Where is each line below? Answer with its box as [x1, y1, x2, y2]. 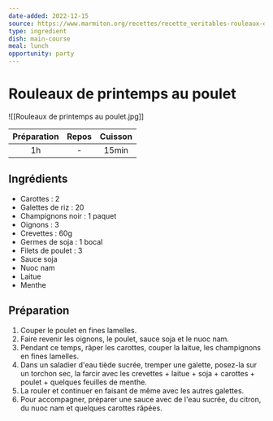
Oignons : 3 [19, 219, 59, 229]
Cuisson [99, 131, 132, 142]
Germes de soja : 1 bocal [19, 237, 103, 246]
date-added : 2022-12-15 [8, 11, 89, 20]
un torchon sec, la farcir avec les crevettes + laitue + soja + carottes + [19, 368, 256, 378]
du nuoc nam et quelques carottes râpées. [19, 403, 162, 413]
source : [8, 20, 35, 28]
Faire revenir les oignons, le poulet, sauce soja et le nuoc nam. [19, 334, 230, 344]
